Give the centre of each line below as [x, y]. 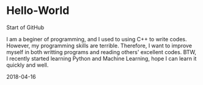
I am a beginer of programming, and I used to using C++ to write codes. [97, 39]
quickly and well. [28, 65]
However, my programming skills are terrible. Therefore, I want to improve [99, 46]
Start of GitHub [25, 27]
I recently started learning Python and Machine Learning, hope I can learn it [102, 58]
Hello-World [38, 11]
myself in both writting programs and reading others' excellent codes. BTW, [102, 52]
